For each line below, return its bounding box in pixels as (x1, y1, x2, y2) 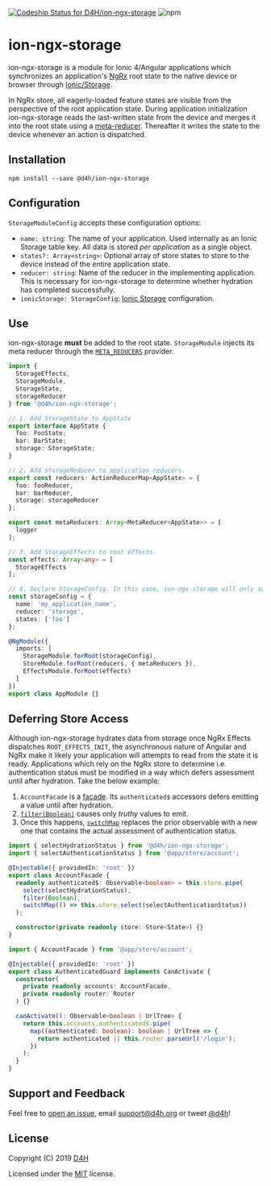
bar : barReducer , (15, 489, 74, 497)
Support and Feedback (8, 1087, 126, 1100)
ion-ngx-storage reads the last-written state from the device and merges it (8, 112, 256, 122)
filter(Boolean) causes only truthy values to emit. (19, 809, 189, 819)
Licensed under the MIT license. (8, 1168, 115, 1178)
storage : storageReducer (15, 496, 99, 504)
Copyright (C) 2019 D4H (8, 1153, 89, 1163)
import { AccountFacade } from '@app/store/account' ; (8, 945, 194, 954)
